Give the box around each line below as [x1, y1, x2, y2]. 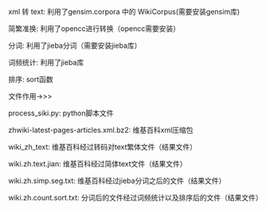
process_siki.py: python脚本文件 [8, 108, 114, 118]
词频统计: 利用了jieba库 [8, 58, 84, 67]
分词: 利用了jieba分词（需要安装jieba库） [8, 41, 142, 50]
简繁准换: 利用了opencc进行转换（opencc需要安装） [8, 24, 181, 33]
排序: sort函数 [8, 75, 53, 84]
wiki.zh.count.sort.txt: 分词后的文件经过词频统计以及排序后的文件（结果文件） [8, 193, 263, 202]
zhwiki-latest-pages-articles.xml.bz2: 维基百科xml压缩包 [8, 126, 194, 134]
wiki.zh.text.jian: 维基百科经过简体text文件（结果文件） [8, 159, 187, 169]
